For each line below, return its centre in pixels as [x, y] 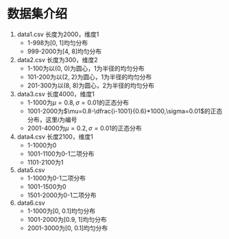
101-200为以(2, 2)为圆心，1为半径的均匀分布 [89, 76]
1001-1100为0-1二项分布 [61, 154]
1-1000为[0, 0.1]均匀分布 [61, 211]
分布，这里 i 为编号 [52, 119]
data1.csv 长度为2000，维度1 [58, 34]
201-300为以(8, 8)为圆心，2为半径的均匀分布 [91, 85]
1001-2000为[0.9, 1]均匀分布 [67, 219]
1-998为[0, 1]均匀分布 [58, 42]
